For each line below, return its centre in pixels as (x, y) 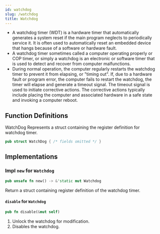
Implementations (31, 157)
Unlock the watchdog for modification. (51, 221)
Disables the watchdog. (36, 226)
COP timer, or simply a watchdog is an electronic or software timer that (83, 59)
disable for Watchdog (26, 202)
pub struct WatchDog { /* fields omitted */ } (53, 142)
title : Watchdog (21, 19)
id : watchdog (18, 10)
